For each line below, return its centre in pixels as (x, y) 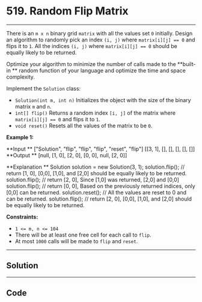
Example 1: (20, 137)
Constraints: (22, 217)
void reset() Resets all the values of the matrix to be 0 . (84, 125)
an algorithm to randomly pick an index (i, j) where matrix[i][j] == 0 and (101, 40)
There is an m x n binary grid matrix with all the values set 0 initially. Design (99, 33)
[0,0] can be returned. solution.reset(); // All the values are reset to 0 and (96, 192)
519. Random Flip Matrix (67, 11)
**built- (186, 64)
